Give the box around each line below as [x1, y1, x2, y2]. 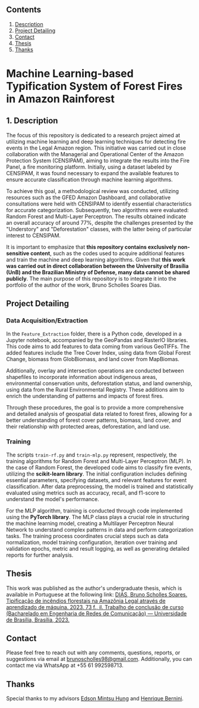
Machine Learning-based [6, 67, 134, 80]
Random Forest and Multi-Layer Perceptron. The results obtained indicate [6, 213, 187, 220]
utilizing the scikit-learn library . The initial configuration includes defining [6, 470, 187, 477]
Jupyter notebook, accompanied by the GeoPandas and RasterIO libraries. [6, 336, 188, 343]
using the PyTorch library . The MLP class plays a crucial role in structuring [6, 513, 189, 520]
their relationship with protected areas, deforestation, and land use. [6, 423, 171, 430]
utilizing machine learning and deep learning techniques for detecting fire [6, 138, 186, 145]
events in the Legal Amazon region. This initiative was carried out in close [6, 144, 187, 151]
